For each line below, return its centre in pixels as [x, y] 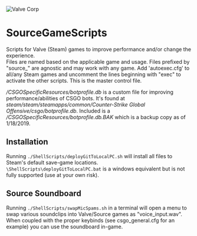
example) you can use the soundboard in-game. [65, 227]
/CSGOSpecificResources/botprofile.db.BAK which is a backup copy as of [96, 117]
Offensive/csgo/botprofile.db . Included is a [58, 111]
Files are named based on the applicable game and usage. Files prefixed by [98, 61]
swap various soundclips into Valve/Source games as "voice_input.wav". [94, 214]
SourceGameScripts [57, 33]
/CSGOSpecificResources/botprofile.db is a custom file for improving [90, 92]
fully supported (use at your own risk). [52, 175]
